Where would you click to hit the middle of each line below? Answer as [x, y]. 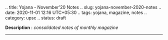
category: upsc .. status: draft [36, 18]
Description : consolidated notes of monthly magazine [62, 27]
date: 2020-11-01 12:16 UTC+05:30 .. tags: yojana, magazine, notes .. [76, 12]
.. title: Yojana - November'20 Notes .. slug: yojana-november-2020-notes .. [83, 7]
